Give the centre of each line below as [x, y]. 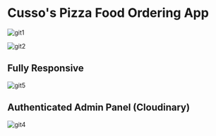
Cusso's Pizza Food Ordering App [108, 13]
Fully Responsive [46, 68]
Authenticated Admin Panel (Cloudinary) [99, 107]
